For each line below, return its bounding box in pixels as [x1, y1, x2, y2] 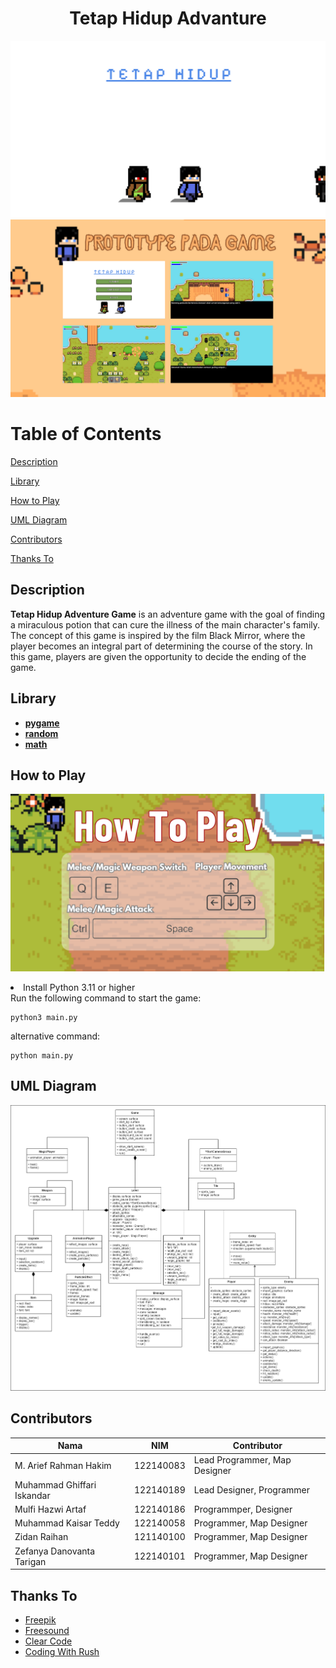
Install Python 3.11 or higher [23, 981, 136, 993]
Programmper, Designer [193, 1503, 293, 1515]
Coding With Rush [24, 1645, 100, 1657]
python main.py [10, 1050, 74, 1061]
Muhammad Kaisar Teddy [14, 1517, 120, 1529]
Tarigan [14, 1555, 47, 1567]
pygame [24, 717, 60, 729]
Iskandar [14, 1489, 51, 1501]
